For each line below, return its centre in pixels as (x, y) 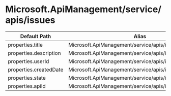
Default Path (36, 36)
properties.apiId (27, 86)
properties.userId (28, 61)
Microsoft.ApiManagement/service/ (83, 9)
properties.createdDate (36, 70)
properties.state (27, 78)
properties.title (25, 45)
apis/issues (30, 20)
